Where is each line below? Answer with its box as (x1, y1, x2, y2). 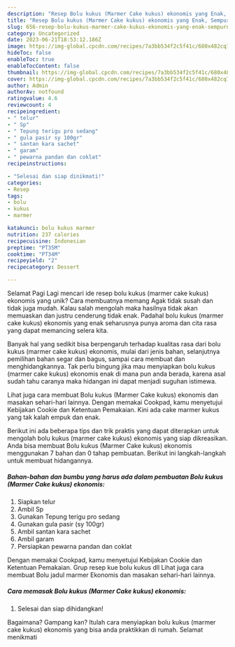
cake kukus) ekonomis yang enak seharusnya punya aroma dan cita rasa (7, 319, 217, 327)
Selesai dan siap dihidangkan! (17, 604, 104, 613)
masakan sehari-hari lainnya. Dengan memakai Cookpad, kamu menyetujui (7, 398, 223, 407)
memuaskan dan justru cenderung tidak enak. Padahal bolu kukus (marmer (7, 311, 224, 320)
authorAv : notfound (7, 88, 64, 95)
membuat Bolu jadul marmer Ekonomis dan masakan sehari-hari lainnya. (7, 571, 215, 579)
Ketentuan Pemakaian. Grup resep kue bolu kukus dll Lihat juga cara (7, 563, 204, 571)
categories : (7, 179, 42, 186)
